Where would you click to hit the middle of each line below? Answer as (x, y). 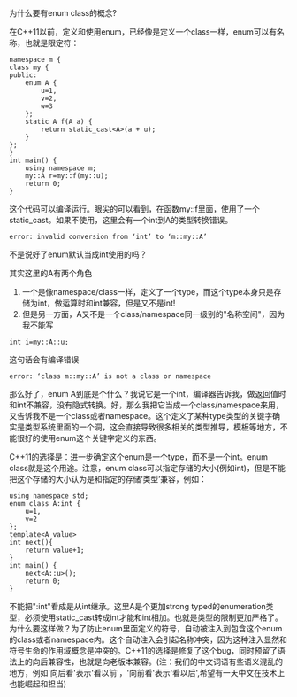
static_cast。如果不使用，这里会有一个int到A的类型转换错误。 (121, 220)
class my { (29, 67)
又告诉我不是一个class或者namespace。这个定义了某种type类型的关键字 (141, 416)
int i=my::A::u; (39, 342)
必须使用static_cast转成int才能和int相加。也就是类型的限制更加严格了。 (153, 617)
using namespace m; (61, 168)
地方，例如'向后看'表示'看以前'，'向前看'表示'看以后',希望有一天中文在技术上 (147, 673)
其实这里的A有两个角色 (51, 273)
